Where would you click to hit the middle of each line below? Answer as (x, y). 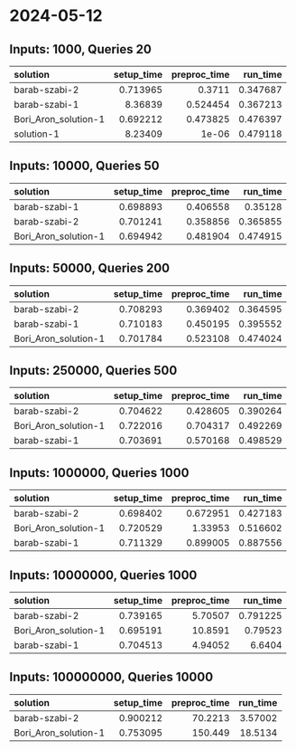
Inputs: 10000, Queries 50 (84, 166)
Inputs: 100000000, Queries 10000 (111, 677)
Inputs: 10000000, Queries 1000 (103, 575)
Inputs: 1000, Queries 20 (80, 49)
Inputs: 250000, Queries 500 (93, 371)
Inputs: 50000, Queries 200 (90, 268)
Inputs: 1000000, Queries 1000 (99, 473)
